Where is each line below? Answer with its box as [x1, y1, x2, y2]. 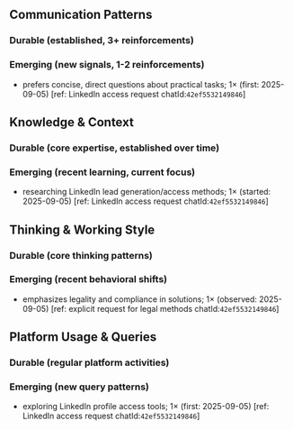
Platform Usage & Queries [9, 329, 157, 345]
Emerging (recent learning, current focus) [9, 166, 196, 178]
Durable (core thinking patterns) [9, 249, 153, 261]
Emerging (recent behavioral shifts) [9, 273, 168, 286]
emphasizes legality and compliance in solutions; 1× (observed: [22, 293, 258, 305]
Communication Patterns [9, 7, 153, 23]
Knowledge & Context [9, 114, 135, 130]
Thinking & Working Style [9, 222, 155, 237]
